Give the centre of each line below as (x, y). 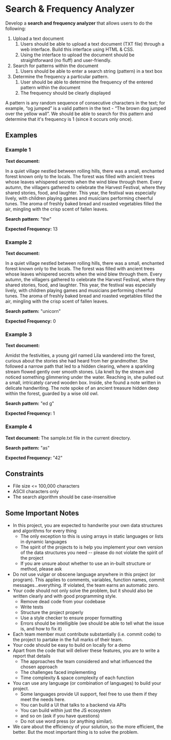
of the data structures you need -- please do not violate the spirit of (92, 553)
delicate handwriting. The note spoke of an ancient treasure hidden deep (82, 388)
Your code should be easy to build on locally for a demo (71, 645)
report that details (31, 656)
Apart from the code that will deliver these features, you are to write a (86, 650)
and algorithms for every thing (45, 531)
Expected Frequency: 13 (31, 229)
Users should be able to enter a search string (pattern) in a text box (91, 71)
